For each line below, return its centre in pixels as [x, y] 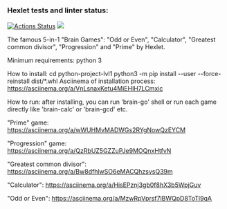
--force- [209, 74]
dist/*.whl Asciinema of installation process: [93, 81]
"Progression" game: [37, 143]
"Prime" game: [28, 122]
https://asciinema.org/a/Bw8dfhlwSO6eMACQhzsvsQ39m [90, 172]
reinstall [18, 81]
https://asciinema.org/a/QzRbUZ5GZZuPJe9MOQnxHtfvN [89, 151]
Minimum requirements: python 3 [55, 60]
